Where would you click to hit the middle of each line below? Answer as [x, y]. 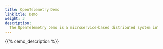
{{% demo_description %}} [32, 41]
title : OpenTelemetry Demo [32, 9]
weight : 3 [15, 18]
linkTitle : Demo [21, 14]
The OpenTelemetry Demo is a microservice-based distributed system [80, 28]
